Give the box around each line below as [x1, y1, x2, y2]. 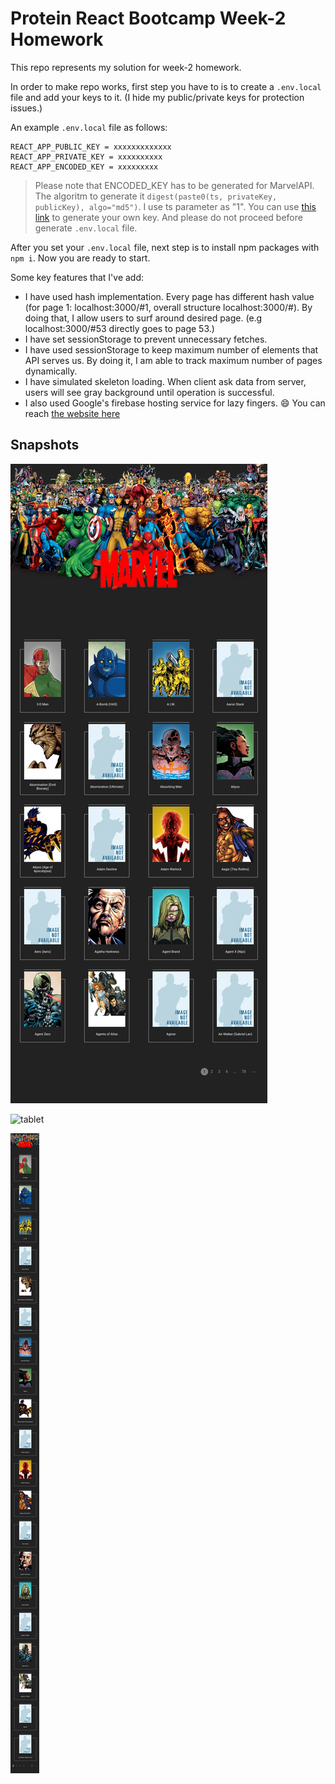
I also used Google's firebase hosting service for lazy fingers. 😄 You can [24, 397, 326, 409]
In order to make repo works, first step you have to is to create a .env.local [10, 80, 322, 92]
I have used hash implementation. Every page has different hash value [24, 290, 315, 302]
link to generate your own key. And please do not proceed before [34, 211, 303, 223]
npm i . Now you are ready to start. [10, 252, 151, 264]
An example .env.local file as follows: [10, 121, 168, 133]
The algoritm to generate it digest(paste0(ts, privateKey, [34, 190, 278, 202]
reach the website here [24, 407, 121, 419]
